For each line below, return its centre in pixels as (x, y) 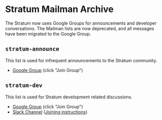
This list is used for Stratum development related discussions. (69, 97)
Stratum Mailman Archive (59, 9)
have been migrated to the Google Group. (48, 34)
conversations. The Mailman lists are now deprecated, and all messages (80, 28)
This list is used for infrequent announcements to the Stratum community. (81, 60)
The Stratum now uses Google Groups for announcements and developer (81, 23)
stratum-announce (32, 49)
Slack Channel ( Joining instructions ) (50, 112)
